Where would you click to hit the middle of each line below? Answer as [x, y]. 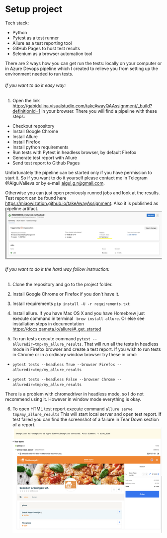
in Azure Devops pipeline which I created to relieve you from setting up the [82, 69]
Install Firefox [26, 142]
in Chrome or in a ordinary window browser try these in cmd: [75, 355]
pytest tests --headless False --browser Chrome [64, 380]
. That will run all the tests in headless [120, 344]
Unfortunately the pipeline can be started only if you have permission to [79, 173]
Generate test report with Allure [44, 158]
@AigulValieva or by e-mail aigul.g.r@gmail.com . [55, 183]
